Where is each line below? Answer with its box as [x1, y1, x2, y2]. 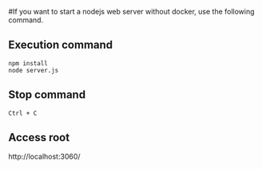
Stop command [8, 88, 86, 102]
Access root [8, 131, 70, 144]
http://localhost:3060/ [8, 151, 81, 162]
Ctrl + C [8, 109, 38, 117]
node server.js [8, 66, 59, 74]
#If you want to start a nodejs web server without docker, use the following [8, 7, 255, 16]
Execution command [8, 38, 113, 52]
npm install [8, 59, 48, 67]
